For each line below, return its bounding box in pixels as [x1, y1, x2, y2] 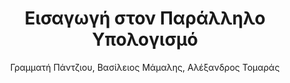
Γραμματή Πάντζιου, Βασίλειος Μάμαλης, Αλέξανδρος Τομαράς [10, 61, 280, 73]
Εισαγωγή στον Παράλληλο [24, 7, 266, 30]
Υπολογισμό [91, 28, 199, 51]
